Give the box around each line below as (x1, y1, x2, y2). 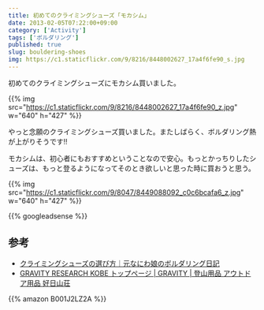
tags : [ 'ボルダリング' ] (8, 33, 79, 42)
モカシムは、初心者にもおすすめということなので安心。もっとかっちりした (8, 153, 250, 162)
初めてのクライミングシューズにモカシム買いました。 (8, 78, 181, 88)
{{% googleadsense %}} (8, 211, 88, 221)
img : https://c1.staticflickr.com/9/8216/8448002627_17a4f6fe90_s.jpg (8, 56, 245, 64)
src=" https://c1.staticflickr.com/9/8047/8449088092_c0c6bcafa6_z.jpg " (8, 187, 244, 197)
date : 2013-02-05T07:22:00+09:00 (8, 19, 118, 27)
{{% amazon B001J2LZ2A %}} (8, 293, 107, 304)
